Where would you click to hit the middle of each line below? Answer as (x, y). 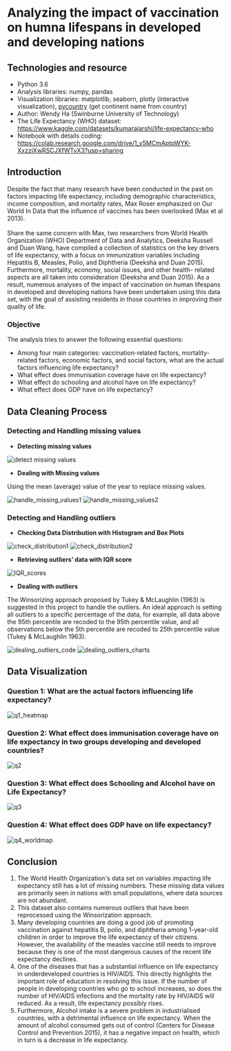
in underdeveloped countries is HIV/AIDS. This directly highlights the (114, 974)
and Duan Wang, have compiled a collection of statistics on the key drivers (113, 248)
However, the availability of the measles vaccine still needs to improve (117, 944)
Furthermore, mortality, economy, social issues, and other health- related (111, 269)
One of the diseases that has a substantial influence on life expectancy (118, 967)
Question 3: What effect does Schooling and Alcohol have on (111, 783)
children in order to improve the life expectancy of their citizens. (108, 937)
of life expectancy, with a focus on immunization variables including (103, 255)
